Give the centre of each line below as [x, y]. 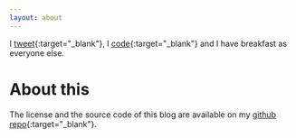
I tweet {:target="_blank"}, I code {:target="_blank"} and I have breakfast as [148, 43]
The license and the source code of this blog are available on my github [143, 115]
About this [50, 89]
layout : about [36, 18]
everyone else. [37, 53]
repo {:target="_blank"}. [53, 124]
